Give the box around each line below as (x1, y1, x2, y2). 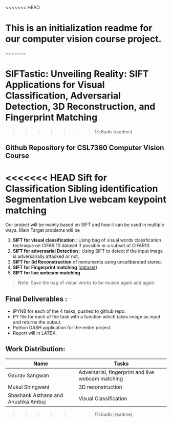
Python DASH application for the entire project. (12, 325, 112, 331)
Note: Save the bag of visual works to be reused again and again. (17, 279, 156, 286)
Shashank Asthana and (8, 392, 63, 399)
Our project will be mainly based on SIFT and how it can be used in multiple (5, 222, 165, 228)
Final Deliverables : (5, 294, 68, 303)
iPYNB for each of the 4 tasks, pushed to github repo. (12, 308, 126, 314)
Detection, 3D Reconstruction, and (5, 101, 156, 112)
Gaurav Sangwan (8, 372, 50, 379)
